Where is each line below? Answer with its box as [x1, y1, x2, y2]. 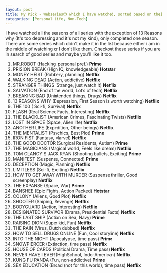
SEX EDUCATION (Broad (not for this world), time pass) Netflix [12, 262, 141, 268]
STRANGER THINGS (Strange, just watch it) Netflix [12, 82, 117, 88]
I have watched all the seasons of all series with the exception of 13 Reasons [5, 30, 162, 36]
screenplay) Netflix [12, 177, 53, 183]
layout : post [5, 7, 33, 12]
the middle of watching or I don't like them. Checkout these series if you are [5, 46, 161, 52]
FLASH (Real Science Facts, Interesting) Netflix [12, 109, 110, 115]
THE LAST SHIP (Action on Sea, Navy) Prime [12, 215, 105, 221]
